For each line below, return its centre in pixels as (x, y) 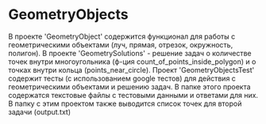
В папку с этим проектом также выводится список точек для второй (125, 103)
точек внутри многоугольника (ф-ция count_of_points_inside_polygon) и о (132, 62)
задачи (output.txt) (40, 111)
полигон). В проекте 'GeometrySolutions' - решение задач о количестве (130, 53)
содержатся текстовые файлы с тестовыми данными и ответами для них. (133, 95)
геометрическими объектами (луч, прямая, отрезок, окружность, (121, 44)
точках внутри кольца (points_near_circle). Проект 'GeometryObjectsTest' (131, 70)
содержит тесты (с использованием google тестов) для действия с (122, 78)
